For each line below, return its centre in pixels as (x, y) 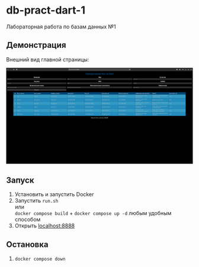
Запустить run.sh (36, 201)
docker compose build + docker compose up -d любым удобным (93, 213)
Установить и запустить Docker (54, 194)
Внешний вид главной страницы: (48, 59)
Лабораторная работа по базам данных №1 (61, 27)
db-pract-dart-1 (46, 10)
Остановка (27, 244)
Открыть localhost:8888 (45, 226)
